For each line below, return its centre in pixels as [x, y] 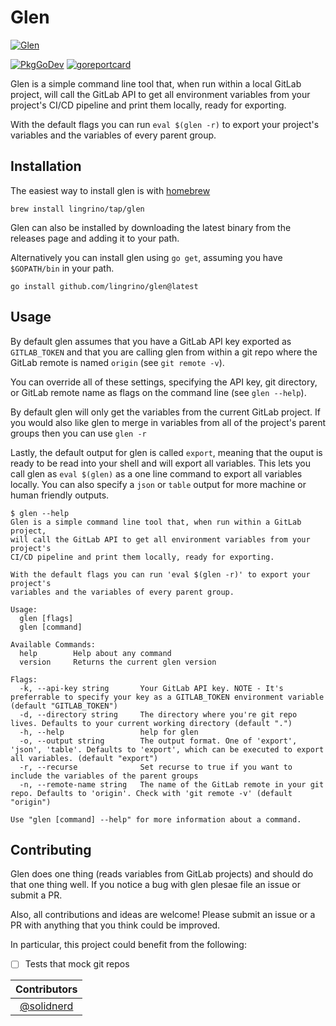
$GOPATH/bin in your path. [62, 268]
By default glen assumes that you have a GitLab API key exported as [151, 341]
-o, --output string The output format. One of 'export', [158, 741]
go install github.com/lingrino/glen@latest [104, 286]
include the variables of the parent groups [104, 776]
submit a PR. [36, 895]
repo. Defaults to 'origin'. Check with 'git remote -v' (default [151, 793]
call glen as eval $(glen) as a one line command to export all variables [156, 473]
